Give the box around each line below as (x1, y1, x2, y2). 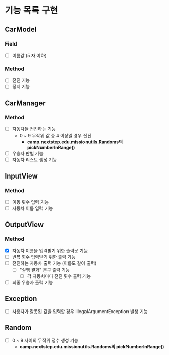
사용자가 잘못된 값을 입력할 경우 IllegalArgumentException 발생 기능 (12, 308, 148, 314)
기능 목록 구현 (5, 5, 58, 16)
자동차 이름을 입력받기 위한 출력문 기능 (12, 247, 88, 253)
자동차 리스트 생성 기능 (12, 157, 57, 163)
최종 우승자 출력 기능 (12, 279, 53, 286)
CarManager (5, 99, 46, 107)
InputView (5, 171, 38, 180)
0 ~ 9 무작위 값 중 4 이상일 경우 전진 (19, 132, 92, 139)
